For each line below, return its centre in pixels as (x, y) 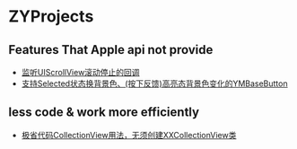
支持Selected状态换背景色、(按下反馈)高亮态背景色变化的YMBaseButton (154, 83)
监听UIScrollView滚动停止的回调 (80, 72)
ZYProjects (51, 17)
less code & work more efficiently (104, 113)
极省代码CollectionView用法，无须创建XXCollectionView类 (129, 135)
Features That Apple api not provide (111, 50)
